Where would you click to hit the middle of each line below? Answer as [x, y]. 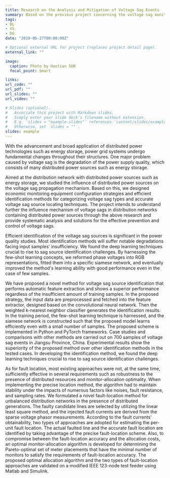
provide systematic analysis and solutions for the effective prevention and [82, 220]
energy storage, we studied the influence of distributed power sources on [82, 183]
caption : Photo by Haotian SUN [43, 66]
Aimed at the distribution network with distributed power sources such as [82, 177]
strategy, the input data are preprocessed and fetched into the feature [78, 299]
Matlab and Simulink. [27, 471]
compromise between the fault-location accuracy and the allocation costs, [83, 438]
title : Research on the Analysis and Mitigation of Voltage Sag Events [82, 10]
